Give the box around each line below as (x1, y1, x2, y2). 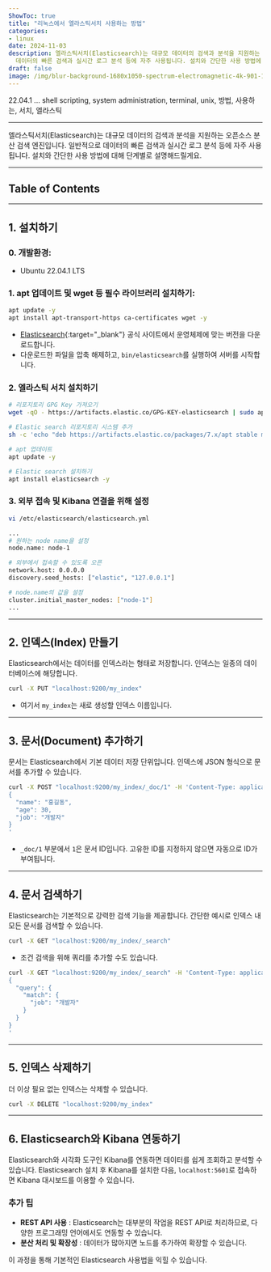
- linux (8, 34, 35, 43)
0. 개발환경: (8, 247, 52, 258)
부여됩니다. (19, 854, 56, 864)
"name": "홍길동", (15, 798, 73, 806)
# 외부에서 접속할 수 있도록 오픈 (8, 559, 102, 567)
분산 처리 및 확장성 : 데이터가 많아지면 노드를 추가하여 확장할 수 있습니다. (19, 1237, 248, 1247)
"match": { (23, 991, 60, 999)
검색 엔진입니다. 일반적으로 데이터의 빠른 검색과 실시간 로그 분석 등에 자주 (16, 140, 248, 150)
